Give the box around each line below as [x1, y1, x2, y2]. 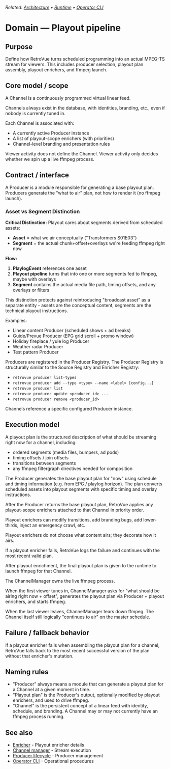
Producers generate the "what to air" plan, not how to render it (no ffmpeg [5, 189, 161, 196]
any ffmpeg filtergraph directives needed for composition [12, 465, 133, 472]
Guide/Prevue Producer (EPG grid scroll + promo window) [12, 333, 134, 339]
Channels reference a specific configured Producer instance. [5, 405, 133, 411]
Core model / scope [5, 81, 69, 90]
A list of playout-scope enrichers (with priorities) [12, 135, 114, 142]
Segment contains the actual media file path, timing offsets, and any [12, 281, 156, 287]
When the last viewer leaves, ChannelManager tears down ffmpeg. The [5, 608, 154, 614]
